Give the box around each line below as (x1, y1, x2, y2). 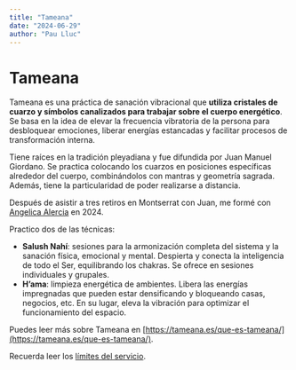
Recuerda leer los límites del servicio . (9, 351, 147, 362)
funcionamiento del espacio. (21, 307, 127, 318)
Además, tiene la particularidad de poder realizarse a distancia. (9, 180, 242, 191)
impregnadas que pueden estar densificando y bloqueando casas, (21, 288, 266, 299)
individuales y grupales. (21, 270, 109, 280)
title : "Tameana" (9, 12, 74, 22)
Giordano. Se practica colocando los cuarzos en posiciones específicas (9, 161, 272, 172)
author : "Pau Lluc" (9, 29, 82, 38)
